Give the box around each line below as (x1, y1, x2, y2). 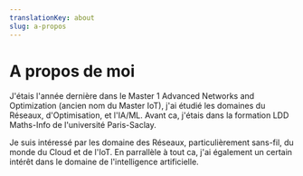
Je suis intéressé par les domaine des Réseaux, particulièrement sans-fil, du (9, 137, 294, 148)
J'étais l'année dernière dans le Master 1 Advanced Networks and (9, 91, 255, 102)
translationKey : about (9, 13, 95, 23)
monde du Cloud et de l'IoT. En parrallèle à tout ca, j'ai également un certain (9, 147, 292, 158)
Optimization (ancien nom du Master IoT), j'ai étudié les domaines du (9, 101, 266, 112)
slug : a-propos (9, 22, 67, 31)
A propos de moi (9, 61, 136, 82)
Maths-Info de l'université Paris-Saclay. (9, 120, 156, 131)
